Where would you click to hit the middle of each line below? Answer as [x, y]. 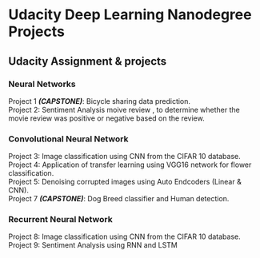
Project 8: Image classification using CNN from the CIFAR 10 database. [125, 236]
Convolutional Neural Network [68, 139]
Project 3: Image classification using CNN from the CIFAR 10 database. [125, 157]
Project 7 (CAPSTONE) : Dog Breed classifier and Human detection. [119, 199]
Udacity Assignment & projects [88, 61]
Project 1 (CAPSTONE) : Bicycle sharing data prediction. [99, 101]
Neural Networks [42, 84]
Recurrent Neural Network [61, 220]
